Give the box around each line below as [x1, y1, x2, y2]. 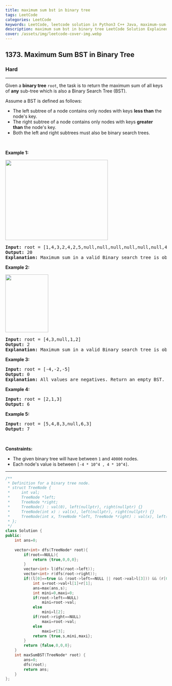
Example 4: [5, 386, 30, 392]
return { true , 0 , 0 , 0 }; [32, 557, 79, 562]
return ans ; [24, 666, 50, 672]
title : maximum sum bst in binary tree [5, 7, 91, 13]
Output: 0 [5, 371, 30, 377]
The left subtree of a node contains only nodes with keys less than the [12, 107, 162, 114]
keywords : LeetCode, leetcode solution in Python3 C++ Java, [5, 22, 139, 27]
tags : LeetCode [5, 12, 38, 17]
